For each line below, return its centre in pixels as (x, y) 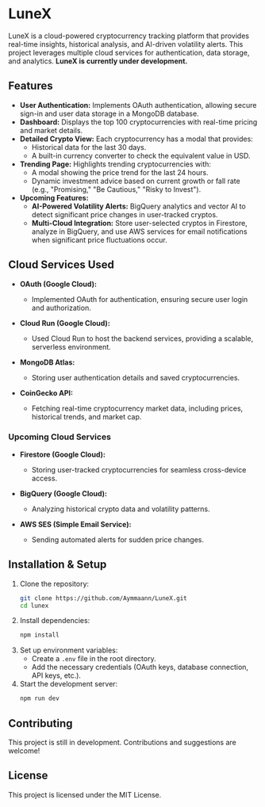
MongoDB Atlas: (47, 362)
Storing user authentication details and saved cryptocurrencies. (136, 377)
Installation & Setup (58, 565)
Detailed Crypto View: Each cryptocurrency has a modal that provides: (136, 139)
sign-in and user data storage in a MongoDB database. (109, 113)
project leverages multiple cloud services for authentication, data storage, (129, 52)
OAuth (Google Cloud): (58, 284)
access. (44, 478)
